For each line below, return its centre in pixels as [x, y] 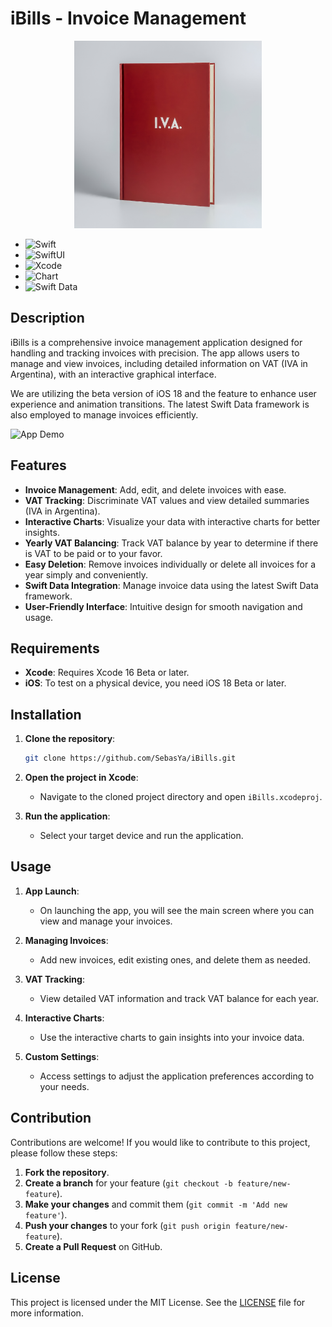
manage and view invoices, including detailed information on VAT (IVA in [159, 363]
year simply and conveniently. [86, 574]
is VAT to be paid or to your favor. [93, 553]
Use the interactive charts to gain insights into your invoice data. [172, 1037]
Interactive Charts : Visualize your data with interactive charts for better [172, 521]
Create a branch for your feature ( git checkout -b [128, 1183]
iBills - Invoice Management [128, 18]
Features [38, 465]
